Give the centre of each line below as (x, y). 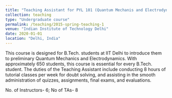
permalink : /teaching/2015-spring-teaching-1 (55, 24)
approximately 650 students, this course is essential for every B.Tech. (79, 64)
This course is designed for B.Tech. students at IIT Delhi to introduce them (84, 53)
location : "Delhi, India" (33, 39)
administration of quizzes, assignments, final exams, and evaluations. (79, 80)
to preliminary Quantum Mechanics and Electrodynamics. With (71, 58)
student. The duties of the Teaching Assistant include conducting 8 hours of (86, 69)
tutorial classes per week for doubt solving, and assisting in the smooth (81, 75)
